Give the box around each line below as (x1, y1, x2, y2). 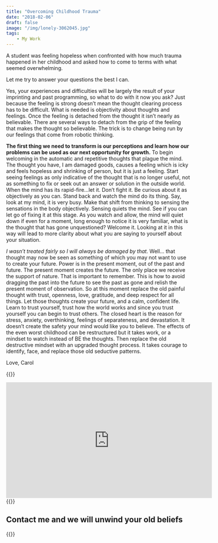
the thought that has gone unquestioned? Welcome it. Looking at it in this (6, 224, 183, 231)
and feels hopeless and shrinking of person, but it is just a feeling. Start (6, 168, 179, 174)
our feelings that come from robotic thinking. (6, 131, 115, 138)
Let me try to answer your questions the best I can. (6, 76, 130, 83)
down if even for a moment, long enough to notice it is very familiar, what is (6, 218, 188, 224)
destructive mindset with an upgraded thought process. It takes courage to (6, 342, 188, 348)
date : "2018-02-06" (6, 14, 54, 20)
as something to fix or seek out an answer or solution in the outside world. (6, 180, 186, 187)
